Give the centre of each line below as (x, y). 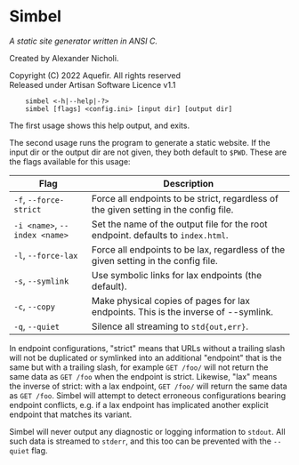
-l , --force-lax (46, 255)
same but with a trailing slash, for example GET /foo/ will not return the (139, 367)
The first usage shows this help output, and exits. (99, 125)
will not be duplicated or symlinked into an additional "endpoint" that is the (145, 357)
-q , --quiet (37, 326)
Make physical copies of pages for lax (171, 301)
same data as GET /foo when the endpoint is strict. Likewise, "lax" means (143, 376)
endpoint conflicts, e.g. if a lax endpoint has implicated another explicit (139, 405)
